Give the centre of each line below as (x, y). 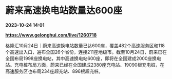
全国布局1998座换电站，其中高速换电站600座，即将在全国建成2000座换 (81, 58)
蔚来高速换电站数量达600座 (64, 11)
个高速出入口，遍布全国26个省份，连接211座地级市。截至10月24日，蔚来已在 (86, 52)
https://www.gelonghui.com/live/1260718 (51, 35)
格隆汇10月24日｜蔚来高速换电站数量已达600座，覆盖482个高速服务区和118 (85, 45)
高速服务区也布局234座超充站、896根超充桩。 (54, 71)
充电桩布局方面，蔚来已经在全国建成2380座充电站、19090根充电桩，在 (89, 65)
